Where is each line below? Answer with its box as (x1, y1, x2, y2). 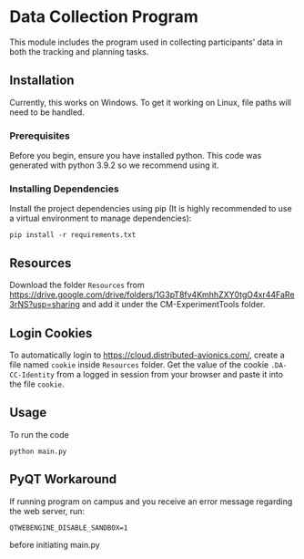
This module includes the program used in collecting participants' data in (9, 36, 284, 47)
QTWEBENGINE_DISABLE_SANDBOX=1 (9, 523, 128, 533)
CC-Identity (9, 370, 55, 379)
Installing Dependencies (9, 182, 120, 195)
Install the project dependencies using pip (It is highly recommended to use (9, 203, 293, 214)
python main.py (9, 447, 67, 456)
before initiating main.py (9, 539, 100, 550)
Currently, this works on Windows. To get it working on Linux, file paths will (9, 97, 291, 108)
